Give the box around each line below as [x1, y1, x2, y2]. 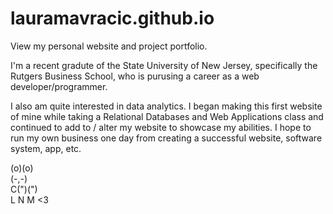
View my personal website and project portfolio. [10, 40, 208, 52]
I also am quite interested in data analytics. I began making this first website [10, 100, 323, 112]
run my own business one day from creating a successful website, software [10, 132, 323, 144]
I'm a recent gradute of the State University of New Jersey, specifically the [10, 59, 318, 71]
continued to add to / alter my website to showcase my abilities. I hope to [10, 121, 312, 133]
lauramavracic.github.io [10, 7, 215, 30]
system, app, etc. [10, 142, 82, 154]
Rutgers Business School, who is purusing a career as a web [10, 70, 260, 82]
